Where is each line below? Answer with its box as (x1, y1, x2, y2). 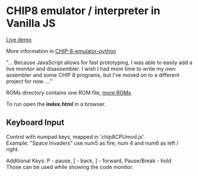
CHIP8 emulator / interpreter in (6, 4, 161, 18)
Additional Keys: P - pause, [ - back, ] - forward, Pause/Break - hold (6, 157, 171, 164)
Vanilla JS (6, 16, 56, 30)
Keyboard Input (6, 118, 64, 128)
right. (6, 145, 20, 152)
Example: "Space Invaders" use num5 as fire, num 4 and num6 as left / (6, 140, 179, 147)
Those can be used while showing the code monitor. (6, 163, 134, 170)
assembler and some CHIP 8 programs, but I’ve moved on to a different (6, 71, 180, 78)
